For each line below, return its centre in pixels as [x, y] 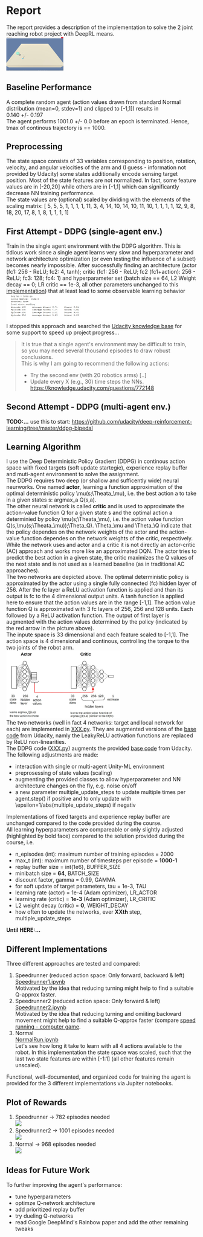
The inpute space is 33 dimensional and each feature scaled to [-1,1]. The [98, 635]
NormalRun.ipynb [37, 1039]
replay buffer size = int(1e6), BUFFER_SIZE [68, 867]
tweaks [24, 1229]
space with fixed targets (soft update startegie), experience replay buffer [97, 468]
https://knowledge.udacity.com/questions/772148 [92, 388]
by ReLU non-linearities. [36, 742]
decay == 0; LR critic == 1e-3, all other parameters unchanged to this [92, 285]
